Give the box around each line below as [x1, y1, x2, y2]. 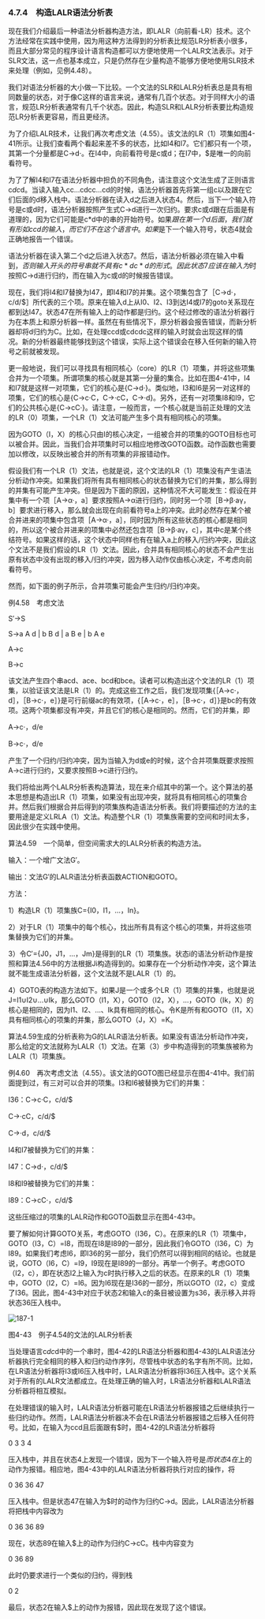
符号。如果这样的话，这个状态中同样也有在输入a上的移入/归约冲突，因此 [14, 535, 250, 545]
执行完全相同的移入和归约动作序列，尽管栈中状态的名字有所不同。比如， [21, 1356, 257, 1366]
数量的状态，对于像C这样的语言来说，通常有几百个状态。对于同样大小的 [14, 92, 248, 102]
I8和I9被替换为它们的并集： [8, 1179, 97, 1188]
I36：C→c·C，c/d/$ [8, 1095, 73, 1105]
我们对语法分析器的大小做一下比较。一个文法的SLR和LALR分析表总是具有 [8, 83, 246, 92]
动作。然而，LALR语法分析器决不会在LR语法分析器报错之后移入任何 [28, 1413, 248, 1423]
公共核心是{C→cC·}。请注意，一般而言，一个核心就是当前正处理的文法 [21, 403, 251, 412]
